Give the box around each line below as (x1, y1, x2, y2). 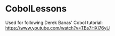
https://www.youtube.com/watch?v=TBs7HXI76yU (5, 24, 110, 30)
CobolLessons (5, 3, 67, 14)
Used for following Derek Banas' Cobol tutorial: (5, 19, 103, 25)
